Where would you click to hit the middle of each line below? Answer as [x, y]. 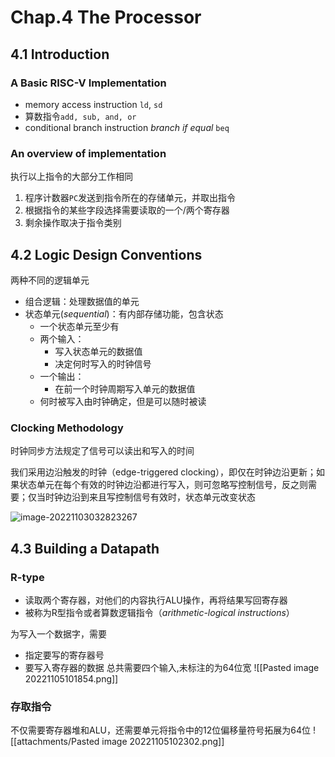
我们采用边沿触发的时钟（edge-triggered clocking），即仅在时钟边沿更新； [163, 472]
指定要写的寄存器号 [64, 655]
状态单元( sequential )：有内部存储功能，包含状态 [124, 313]
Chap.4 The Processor [106, 17]
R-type [27, 577]
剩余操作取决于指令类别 [73, 223]
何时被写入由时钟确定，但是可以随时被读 [123, 401]
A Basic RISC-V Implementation [88, 83]
